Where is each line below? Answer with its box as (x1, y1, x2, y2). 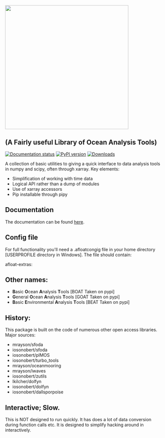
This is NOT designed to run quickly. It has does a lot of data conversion (5, 417, 152, 423)
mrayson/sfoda (12, 342, 43, 348)
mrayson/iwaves (12, 368, 46, 374)
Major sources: (5, 332, 36, 338)
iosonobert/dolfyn (12, 384, 49, 390)
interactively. (5, 427, 31, 433)
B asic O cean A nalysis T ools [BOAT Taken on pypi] (12, 289, 115, 295)
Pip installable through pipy (12, 191, 68, 197)
